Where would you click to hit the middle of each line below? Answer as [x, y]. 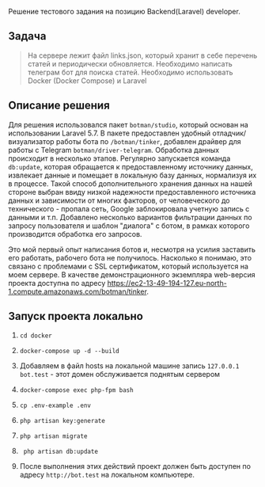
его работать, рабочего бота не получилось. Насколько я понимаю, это [130, 257]
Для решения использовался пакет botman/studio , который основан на [129, 124]
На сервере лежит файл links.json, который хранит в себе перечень [142, 55]
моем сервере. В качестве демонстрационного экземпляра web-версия [132, 274]
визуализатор [31, 141]
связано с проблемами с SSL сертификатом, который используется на [129, 266]
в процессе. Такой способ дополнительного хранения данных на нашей [131, 183]
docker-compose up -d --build [70, 352]
